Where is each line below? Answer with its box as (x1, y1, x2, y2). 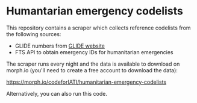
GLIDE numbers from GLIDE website (14, 42, 105, 49)
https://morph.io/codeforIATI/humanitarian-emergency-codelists (6, 78, 167, 86)
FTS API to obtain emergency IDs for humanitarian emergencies (14, 48, 174, 55)
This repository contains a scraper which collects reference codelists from (6, 24, 191, 31)
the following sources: (6, 30, 61, 37)
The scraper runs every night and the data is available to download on (6, 60, 180, 67)
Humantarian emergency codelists (6, 4, 184, 18)
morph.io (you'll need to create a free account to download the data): (6, 66, 178, 73)
